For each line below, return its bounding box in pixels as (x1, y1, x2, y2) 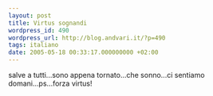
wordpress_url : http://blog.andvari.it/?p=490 (8, 33, 166, 42)
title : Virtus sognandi (8, 19, 88, 27)
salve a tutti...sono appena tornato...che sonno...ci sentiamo (8, 71, 205, 79)
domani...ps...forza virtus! (8, 79, 93, 88)
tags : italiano (8, 41, 59, 49)
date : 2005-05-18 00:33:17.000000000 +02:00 (8, 48, 159, 56)
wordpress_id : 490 (8, 26, 69, 34)
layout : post (8, 11, 52, 20)
